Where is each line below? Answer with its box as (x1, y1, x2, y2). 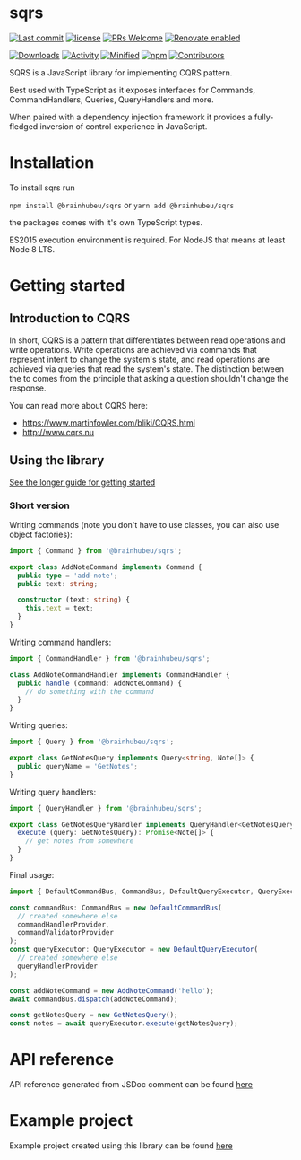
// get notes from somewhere (25, 837, 134, 846)
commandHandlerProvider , (17, 919, 110, 929)
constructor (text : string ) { (17, 595, 130, 604)
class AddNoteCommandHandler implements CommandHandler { (9, 670, 230, 680)
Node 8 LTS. (9, 243, 56, 254)
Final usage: (9, 869, 55, 880)
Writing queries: (9, 720, 69, 731)
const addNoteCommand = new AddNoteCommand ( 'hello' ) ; (9, 986, 215, 995)
